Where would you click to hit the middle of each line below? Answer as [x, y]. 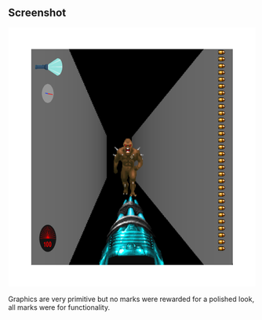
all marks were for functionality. [59, 307]
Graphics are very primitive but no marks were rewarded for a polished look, [131, 299]
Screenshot [37, 13]
